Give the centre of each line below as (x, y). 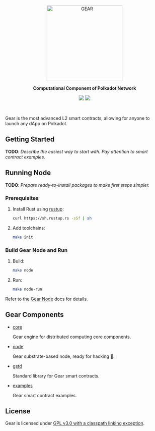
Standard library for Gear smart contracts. (56, 375)
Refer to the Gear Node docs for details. (47, 299)
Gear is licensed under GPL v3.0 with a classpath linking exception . (75, 423)
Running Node (28, 173)
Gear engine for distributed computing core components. (72, 337)
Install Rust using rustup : (38, 209)
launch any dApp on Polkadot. (36, 123)
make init (23, 237)
